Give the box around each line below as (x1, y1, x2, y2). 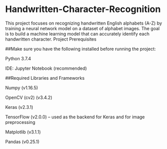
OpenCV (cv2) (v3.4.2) (5, 94, 53, 100)
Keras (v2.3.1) (5, 104, 34, 110)
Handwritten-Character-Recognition (5, 4, 161, 15)
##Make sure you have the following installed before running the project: (5, 46, 156, 52)
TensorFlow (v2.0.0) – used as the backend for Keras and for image (5, 114, 145, 120)
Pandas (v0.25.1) (5, 138, 40, 144)
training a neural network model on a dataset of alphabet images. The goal (5, 25, 160, 31)
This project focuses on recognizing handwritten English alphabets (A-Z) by (5, 20, 162, 26)
